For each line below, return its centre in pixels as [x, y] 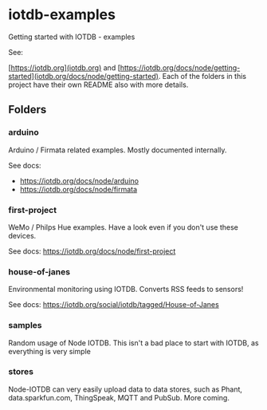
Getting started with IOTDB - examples [72, 37]
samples [25, 325]
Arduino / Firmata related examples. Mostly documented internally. [118, 150]
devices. [22, 235]
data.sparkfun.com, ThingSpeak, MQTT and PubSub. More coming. [119, 397]
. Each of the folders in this [202, 76]
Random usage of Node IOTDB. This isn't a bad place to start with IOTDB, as [133, 343]
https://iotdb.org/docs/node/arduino [79, 180]
